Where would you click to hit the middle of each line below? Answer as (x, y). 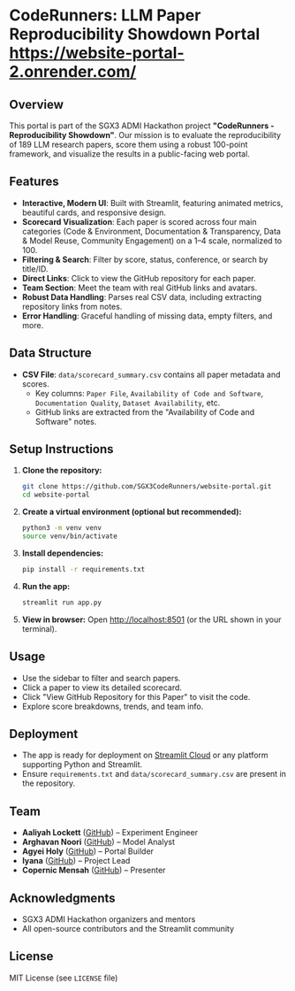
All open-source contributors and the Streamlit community (128, 928)
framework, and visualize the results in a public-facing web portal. (129, 154)
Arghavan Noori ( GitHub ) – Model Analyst (98, 842)
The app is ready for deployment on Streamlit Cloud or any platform (145, 755)
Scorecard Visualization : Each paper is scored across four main (140, 221)
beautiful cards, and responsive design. (94, 212)
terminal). (39, 628)
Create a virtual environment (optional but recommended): (132, 512)
